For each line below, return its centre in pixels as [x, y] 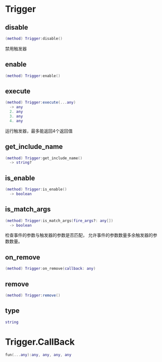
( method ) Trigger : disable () [34, 38]
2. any [16, 112]
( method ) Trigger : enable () [33, 76]
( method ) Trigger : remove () [33, 295]
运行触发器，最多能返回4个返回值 [39, 131]
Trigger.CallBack [40, 342]
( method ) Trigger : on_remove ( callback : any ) [50, 269]
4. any [16, 121]
